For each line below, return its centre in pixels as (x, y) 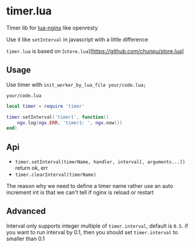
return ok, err (31, 168)
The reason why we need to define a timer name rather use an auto (90, 186)
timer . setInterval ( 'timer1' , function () (58, 117)
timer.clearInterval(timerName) (55, 175)
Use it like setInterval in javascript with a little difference (77, 39)
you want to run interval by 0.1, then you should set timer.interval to (92, 232)
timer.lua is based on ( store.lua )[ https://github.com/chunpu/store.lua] (95, 51)
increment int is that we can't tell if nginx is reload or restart (80, 192)
